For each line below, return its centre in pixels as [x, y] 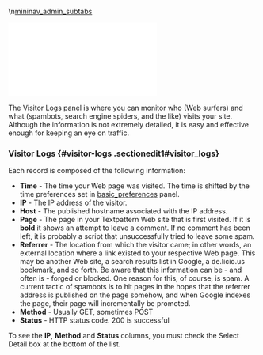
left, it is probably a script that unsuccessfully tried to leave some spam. [137, 236]
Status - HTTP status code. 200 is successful [95, 320]
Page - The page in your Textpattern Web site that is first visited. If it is [135, 220]
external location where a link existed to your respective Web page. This [137, 253]
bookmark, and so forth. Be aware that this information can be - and [131, 270]
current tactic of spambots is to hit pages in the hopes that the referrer [135, 287]
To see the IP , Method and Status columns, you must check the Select [124, 336]
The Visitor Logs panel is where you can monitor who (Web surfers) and [126, 108]
